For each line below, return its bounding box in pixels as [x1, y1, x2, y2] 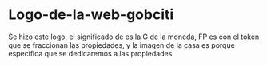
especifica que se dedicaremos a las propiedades [8, 49, 173, 58]
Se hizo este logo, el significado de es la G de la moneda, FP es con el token [8, 32, 260, 41]
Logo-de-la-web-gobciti [8, 6, 174, 24]
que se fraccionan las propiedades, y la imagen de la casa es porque [8, 40, 236, 49]
